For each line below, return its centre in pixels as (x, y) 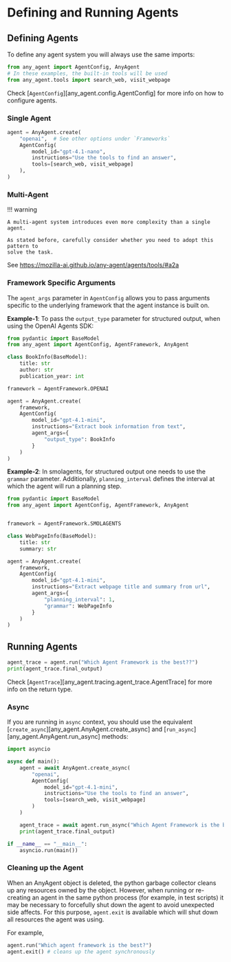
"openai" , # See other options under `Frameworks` (95, 139)
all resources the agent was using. (56, 919)
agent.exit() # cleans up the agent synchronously (81, 952)
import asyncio (29, 749)
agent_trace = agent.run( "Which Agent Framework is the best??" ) (102, 662)
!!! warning (22, 210)
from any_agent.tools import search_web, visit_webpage (89, 80)
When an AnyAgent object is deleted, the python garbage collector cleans (112, 883)
